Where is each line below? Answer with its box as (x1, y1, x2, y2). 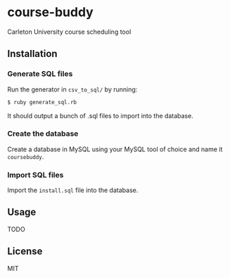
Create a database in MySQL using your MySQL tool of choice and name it (7, 145, 223, 153)
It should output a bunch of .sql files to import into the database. (7, 111, 193, 120)
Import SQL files (7, 170, 64, 179)
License (7, 246, 43, 258)
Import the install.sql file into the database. (7, 186, 139, 194)
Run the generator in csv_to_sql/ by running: (7, 85, 138, 94)
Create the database (7, 129, 79, 139)
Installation (7, 48, 58, 60)
